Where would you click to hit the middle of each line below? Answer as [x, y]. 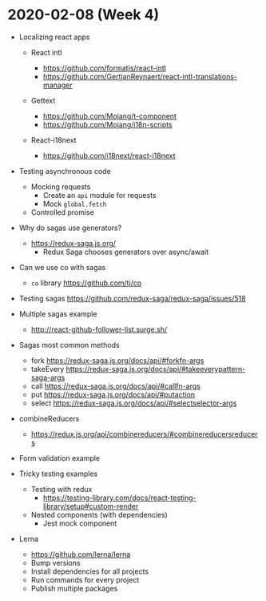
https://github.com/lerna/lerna [81, 554]
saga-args [48, 377]
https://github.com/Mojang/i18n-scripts [107, 124]
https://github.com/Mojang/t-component [110, 116]
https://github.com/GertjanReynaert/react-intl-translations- [140, 76]
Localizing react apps [54, 37]
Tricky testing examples [58, 474]
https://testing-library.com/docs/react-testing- [119, 498]
